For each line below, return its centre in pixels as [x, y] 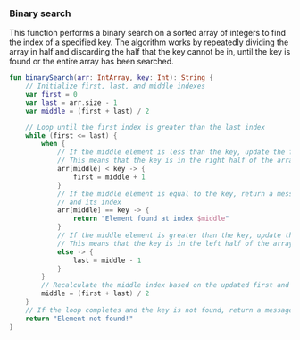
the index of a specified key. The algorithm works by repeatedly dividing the [149, 42]
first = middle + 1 [109, 177]
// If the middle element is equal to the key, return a [165, 194]
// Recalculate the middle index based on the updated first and [166, 285]
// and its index [89, 202]
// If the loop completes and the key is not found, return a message [159, 310]
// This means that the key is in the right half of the [165, 161]
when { [54, 144]
